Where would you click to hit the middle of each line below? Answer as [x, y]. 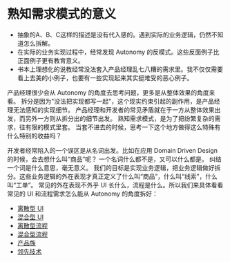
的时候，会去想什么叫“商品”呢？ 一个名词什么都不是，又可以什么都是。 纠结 [115, 159]
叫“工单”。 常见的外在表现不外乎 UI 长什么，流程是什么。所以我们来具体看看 [115, 185]
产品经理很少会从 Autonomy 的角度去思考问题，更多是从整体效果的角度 [108, 92]
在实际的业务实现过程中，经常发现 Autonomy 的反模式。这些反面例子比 [118, 52]
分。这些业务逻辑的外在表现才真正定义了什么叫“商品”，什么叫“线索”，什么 [112, 176]
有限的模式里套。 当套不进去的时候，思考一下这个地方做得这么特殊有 [123, 127]
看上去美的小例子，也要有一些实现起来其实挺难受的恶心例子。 [105, 77]
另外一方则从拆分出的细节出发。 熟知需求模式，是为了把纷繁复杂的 [120, 118]
